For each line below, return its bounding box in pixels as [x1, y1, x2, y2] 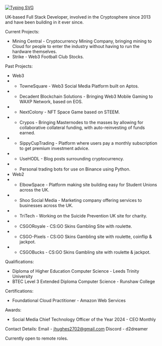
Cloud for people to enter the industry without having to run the [12, 43, 140, 49]
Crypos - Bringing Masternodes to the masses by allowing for [19, 120, 143, 125]
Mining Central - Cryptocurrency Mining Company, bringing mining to [12, 38, 152, 44]
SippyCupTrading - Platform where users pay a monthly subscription [19, 140, 158, 146]
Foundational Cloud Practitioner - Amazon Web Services [12, 298, 126, 303]
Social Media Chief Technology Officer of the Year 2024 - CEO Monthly [12, 317, 156, 322]
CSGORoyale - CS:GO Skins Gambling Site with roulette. [19, 223, 133, 229]
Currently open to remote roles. [5, 335, 68, 341]
